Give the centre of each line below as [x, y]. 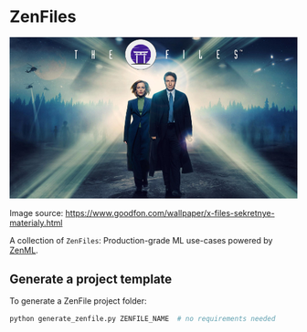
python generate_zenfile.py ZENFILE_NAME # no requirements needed [143, 319]
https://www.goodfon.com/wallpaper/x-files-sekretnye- [170, 213]
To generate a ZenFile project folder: [78, 301]
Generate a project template [91, 279]
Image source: [37, 213]
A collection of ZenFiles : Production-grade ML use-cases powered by [141, 241]
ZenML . [24, 250]
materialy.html [36, 223]
